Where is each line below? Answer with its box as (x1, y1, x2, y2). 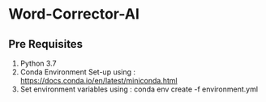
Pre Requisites (8, 37, 84, 51)
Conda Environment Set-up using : (19, 67, 136, 77)
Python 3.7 (19, 58, 57, 68)
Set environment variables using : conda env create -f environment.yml (19, 84, 258, 94)
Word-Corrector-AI (8, 5, 140, 23)
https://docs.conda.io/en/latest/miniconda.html (19, 76, 178, 85)
